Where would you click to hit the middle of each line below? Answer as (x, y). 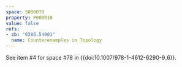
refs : (13, 29)
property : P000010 (29, 18)
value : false (22, 23)
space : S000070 (25, 12)
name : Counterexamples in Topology (57, 40)
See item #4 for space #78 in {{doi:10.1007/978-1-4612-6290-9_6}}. (91, 58)
